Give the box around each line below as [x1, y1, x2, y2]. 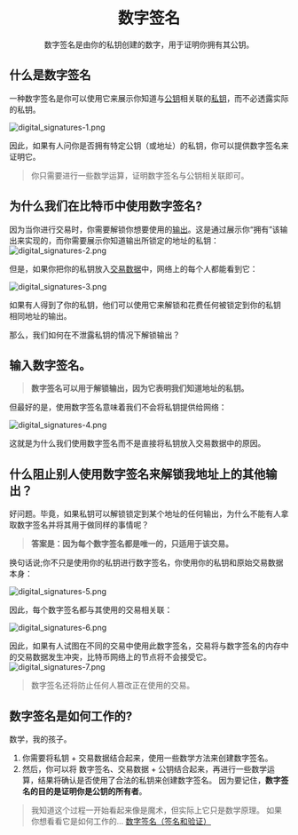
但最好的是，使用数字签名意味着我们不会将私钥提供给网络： [9, 402, 227, 413]
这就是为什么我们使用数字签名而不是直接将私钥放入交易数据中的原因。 [9, 438, 266, 449]
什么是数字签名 [9, 68, 91, 83]
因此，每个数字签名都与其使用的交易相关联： [9, 605, 173, 616]
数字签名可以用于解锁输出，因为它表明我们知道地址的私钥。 [30, 383, 249, 394]
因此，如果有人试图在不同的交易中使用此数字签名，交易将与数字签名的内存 [9, 640, 281, 651]
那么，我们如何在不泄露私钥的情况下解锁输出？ [9, 330, 180, 340]
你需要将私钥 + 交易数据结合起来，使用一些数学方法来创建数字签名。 [21, 752, 273, 763]
